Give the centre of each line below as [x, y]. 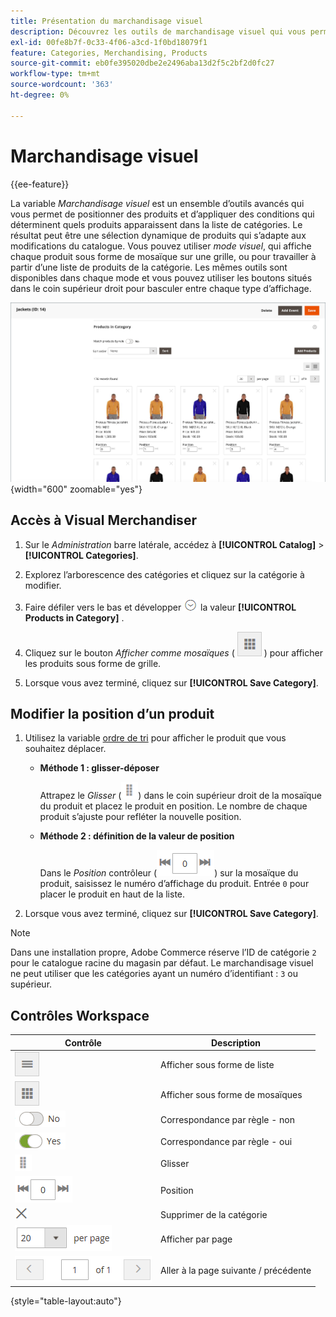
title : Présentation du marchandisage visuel [106, 21]
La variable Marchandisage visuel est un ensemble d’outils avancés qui [157, 203]
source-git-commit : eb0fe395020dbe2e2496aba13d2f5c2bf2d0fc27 [142, 63]
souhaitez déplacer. [65, 749]
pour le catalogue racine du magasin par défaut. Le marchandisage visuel [162, 963]
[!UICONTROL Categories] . [81, 555]
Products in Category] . [74, 617]
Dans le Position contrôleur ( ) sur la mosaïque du [169, 873]
